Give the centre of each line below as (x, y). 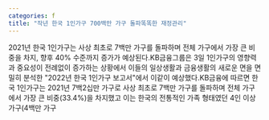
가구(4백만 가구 (33, 108)
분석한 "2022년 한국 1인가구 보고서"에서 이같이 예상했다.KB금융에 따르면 (137, 77)
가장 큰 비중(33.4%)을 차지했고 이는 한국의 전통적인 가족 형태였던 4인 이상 (139, 97)
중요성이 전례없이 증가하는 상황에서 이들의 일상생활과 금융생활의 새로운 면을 (134, 67)
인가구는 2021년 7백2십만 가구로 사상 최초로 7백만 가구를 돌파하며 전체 (130, 87)
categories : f (32, 16)
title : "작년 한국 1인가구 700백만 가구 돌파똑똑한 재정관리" (98, 23)
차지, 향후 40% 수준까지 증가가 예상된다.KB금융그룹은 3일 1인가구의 (129, 57)
